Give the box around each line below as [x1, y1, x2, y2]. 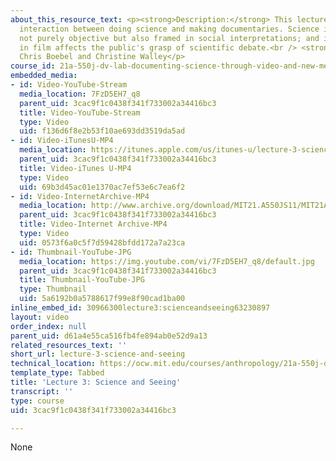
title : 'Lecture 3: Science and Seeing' [10, 377, 182, 387]
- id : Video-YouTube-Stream [10, 80, 128, 90]
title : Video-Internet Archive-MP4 [19, 219, 168, 230]
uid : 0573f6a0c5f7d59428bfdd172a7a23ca [19, 237, 186, 248]
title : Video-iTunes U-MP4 [19, 163, 132, 173]
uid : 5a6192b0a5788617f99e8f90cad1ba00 [19, 294, 186, 304]
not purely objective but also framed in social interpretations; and [19, 33, 320, 43]
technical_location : [10, 359, 97, 369]
